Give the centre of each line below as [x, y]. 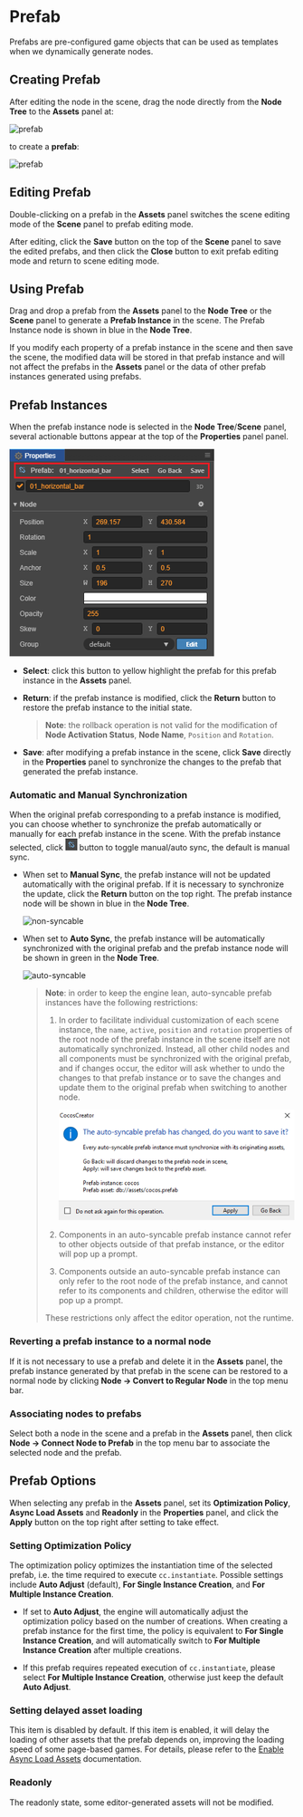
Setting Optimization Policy [71, 1545]
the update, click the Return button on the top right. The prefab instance [157, 894]
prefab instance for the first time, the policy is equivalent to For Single [153, 1631]
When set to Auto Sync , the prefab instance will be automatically [143, 938]
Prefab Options [53, 1481]
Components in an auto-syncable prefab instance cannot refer [175, 1235]
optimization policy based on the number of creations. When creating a [155, 1621]
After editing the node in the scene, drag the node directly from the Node [146, 101]
